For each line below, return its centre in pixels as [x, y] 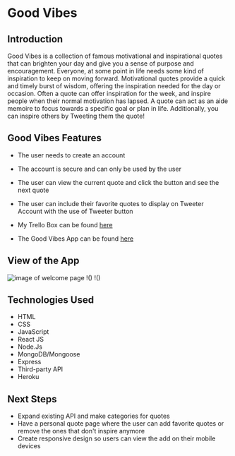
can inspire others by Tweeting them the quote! [76, 116]
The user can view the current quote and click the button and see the [118, 182]
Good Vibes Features [55, 138]
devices [29, 446]
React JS [31, 340]
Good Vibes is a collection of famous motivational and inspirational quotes [115, 56]
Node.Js [30, 347]
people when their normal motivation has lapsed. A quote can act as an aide [117, 101]
